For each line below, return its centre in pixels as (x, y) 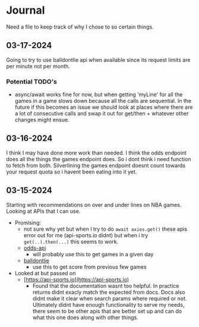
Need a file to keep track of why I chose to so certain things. (80, 27)
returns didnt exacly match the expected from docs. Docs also (109, 292)
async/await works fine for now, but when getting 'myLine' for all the (99, 95)
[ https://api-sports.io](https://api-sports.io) (76, 279)
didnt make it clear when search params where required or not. (110, 298)
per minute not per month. (38, 66)
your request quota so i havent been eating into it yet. (72, 172)
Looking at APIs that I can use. (43, 211)
